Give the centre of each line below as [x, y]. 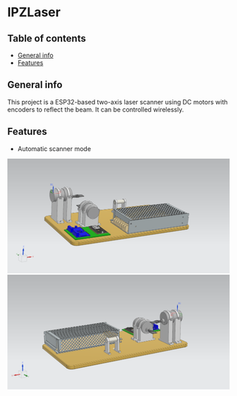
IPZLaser [34, 12]
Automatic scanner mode [54, 148]
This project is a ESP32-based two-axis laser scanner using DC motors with [117, 102]
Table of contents [47, 38]
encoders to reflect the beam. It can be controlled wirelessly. [96, 109]
